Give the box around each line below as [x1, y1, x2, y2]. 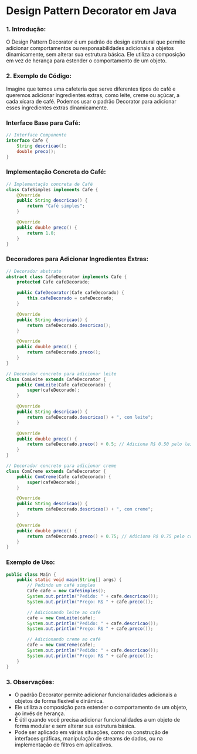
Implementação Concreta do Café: [6, 168, 107, 176]
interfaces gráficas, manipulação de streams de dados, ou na [14, 735, 163, 742]
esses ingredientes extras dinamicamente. [6, 104, 108, 111]
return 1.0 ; [27, 230, 57, 236]
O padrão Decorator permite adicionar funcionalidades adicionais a [14, 691, 177, 698]
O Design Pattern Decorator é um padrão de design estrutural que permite [6, 38, 186, 45]
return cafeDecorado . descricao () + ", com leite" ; [27, 414, 154, 420]
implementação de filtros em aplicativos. [14, 741, 113, 748]
